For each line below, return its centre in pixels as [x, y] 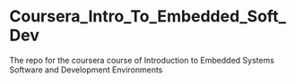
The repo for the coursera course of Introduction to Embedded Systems [142, 60]
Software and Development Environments [86, 70]
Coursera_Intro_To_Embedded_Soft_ [148, 17]
